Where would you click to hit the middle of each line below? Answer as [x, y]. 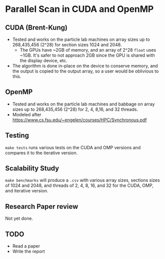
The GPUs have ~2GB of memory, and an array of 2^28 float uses [88, 50]
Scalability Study [32, 168]
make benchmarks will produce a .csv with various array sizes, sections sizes [82, 180]
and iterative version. [27, 191]
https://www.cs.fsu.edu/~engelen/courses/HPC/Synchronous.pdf [80, 120]
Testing [17, 135]
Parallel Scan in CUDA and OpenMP [80, 9]
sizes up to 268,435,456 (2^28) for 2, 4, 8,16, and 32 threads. [75, 109]
